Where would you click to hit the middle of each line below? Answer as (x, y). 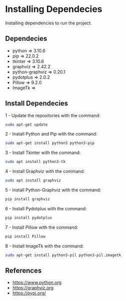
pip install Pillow (25, 236)
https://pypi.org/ (29, 293)
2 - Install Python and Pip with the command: (51, 134)
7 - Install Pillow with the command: (42, 227)
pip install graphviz (28, 199)
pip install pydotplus (29, 218)
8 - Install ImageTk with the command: (45, 246)
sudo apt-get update (27, 125)
